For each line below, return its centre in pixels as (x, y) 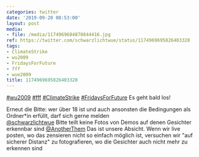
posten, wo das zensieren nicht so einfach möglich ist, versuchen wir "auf (99, 136)
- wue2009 (19, 75)
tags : (13, 46)
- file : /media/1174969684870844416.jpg (59, 35)
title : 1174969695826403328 (42, 80)
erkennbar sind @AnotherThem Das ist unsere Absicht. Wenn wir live (93, 129)
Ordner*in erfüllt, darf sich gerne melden (58, 116)
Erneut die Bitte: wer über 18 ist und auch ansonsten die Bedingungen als (99, 109)
